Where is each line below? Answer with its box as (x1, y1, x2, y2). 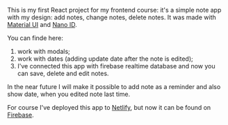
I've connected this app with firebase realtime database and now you (17, 62, 215, 70)
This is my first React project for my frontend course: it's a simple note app (7, 6, 222, 14)
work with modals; (17, 48, 71, 55)
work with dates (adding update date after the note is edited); (17, 55, 193, 63)
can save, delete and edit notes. (17, 69, 109, 77)
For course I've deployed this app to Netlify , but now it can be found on (7, 104, 211, 111)
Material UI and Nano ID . (7, 21, 78, 28)
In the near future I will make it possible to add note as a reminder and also (7, 83, 221, 90)
